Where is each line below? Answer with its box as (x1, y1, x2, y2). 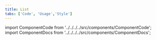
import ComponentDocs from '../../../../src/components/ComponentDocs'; (5, 30, 151, 35)
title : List (5, 7, 29, 12)
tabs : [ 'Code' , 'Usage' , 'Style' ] (5, 11, 72, 16)
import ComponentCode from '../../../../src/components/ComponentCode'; (5, 24, 152, 30)
